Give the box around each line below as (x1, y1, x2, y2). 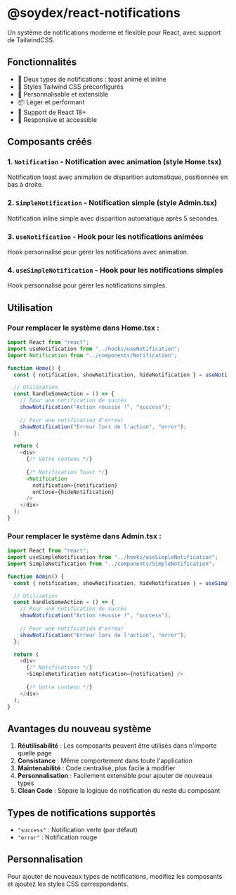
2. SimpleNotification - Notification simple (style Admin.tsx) (7, 198, 218, 208)
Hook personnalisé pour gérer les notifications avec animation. (7, 248, 189, 257)
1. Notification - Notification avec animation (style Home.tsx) (7, 157, 222, 167)
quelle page (17, 749, 53, 758)
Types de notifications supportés (7, 807, 156, 819)
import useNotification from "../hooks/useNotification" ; (7, 345, 181, 352)
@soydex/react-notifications (7, 5, 181, 21)
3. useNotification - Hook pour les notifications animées (7, 231, 204, 241)
